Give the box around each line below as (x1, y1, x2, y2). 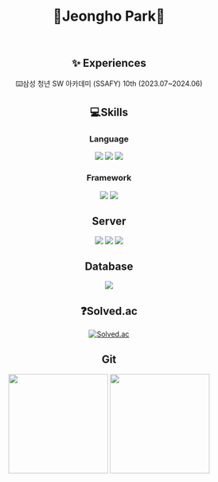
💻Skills (89, 106, 129, 119)
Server (91, 215, 127, 228)
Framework (86, 173, 132, 184)
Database (84, 259, 134, 273)
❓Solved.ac (80, 304, 138, 317)
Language (89, 134, 129, 145)
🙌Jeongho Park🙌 (53, 7, 165, 25)
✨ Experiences (72, 56, 146, 70)
